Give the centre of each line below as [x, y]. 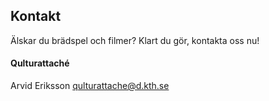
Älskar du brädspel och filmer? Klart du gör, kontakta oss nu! [135, 40]
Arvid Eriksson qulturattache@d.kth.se [90, 86]
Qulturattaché [40, 63]
